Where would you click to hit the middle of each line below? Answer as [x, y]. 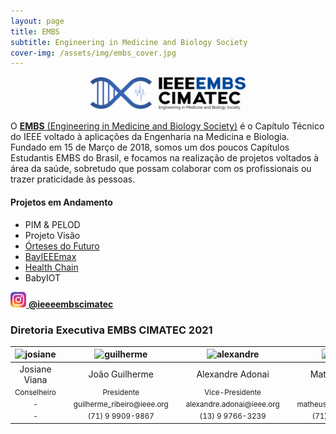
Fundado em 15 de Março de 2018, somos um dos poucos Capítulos [150, 147]
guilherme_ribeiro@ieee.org [121, 405]
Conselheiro [35, 392]
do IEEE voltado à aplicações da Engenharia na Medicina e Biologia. [150, 137]
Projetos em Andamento [61, 202]
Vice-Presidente [233, 392]
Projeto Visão [52, 235]
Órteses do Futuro [62, 246]
